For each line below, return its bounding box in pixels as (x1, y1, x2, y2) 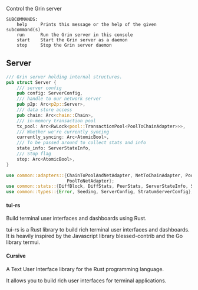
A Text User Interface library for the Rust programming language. (6, 265, 164, 272)
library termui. (6, 239, 40, 246)
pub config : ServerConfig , (16, 90, 83, 96)
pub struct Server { (6, 79, 57, 85)
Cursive (6, 252, 26, 259)
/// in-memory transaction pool (16, 118, 96, 123)
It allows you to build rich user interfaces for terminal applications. (6, 277, 167, 284)
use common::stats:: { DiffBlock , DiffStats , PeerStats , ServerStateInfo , (6, 183, 189, 190)
